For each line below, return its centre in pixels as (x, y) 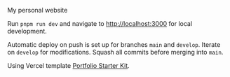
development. (27, 31)
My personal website (38, 10)
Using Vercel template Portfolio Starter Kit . (68, 65)
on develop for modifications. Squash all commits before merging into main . (115, 52)
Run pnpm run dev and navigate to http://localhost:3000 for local (100, 23)
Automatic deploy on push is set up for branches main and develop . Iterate (114, 44)
